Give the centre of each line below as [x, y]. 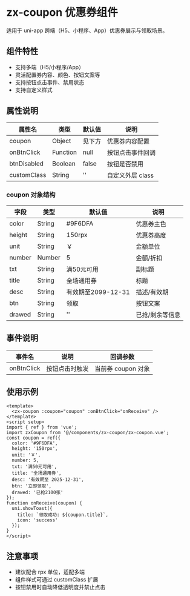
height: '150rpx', [35, 449]
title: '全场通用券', [37, 474]
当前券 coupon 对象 [122, 369]
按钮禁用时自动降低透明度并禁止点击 [60, 587]
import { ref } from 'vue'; [42, 427]
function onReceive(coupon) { [44, 503]
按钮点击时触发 [67, 369]
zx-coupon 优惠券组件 [62, 12]
